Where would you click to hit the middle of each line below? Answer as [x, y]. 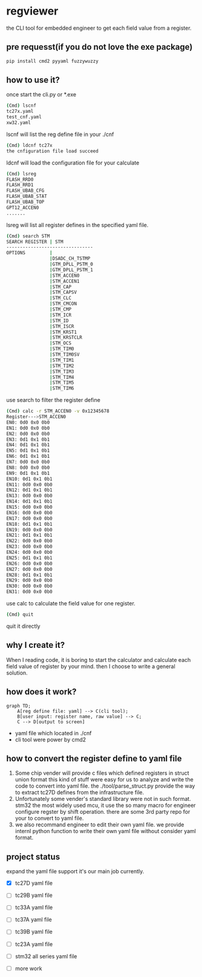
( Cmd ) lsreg [21, 174]
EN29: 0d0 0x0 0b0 [29, 580]
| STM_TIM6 [62, 389]
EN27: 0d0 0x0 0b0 [29, 569]
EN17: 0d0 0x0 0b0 [29, 518]
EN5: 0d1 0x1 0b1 [28, 451]
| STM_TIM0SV [64, 355]
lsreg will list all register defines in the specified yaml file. [77, 225]
